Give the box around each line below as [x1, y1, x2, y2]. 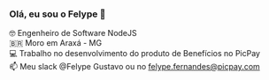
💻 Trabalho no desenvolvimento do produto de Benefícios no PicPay [9, 48, 261, 59]
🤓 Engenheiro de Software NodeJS [9, 28, 137, 39]
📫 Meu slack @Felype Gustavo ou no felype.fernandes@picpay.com [9, 62, 261, 72]
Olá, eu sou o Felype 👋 [9, 8, 106, 20]
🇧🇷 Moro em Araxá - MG [9, 38, 103, 48]
